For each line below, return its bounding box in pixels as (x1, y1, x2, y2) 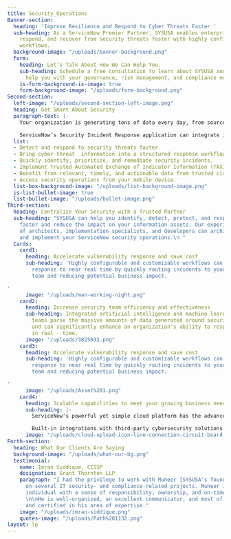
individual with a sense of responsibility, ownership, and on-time (25, 489, 226, 496)
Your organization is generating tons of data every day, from (19, 119, 205, 126)
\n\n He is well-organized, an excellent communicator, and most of (25, 496, 223, 502)
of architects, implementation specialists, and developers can (19, 227, 208, 234)
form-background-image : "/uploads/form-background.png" (19, 87, 184, 94)
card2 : (19, 298, 38, 305)
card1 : (19, 247, 38, 254)
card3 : (19, 343, 38, 349)
